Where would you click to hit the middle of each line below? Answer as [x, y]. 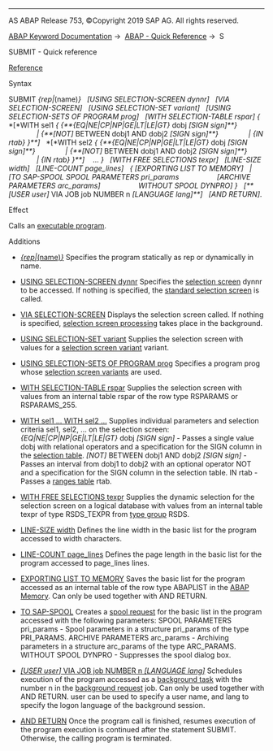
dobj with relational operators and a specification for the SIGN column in [141, 447]
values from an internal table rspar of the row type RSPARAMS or [129, 396]
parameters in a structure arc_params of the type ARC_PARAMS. [128, 646]
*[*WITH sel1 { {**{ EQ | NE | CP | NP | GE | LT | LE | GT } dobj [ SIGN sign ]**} [123, 125]
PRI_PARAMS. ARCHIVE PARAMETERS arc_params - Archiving [124, 638]
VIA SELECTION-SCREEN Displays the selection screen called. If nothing [142, 315]
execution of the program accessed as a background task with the [131, 679]
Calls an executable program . [58, 226]
